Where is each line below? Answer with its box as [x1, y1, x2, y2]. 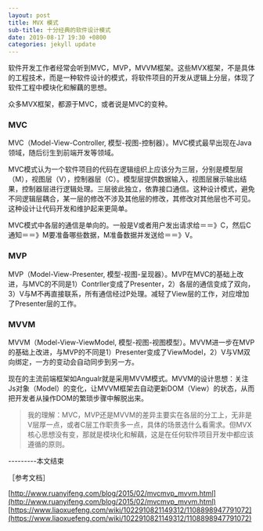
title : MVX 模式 [8, 19, 59, 27]
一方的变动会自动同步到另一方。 [34, 358, 139, 367]
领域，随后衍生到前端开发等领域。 [8, 148, 118, 158]
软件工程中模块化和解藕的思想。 [8, 83, 111, 93]
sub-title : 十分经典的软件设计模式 [8, 26, 111, 34]
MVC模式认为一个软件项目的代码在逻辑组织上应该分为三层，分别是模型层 [8, 165, 244, 174]
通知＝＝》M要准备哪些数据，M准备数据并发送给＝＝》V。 [8, 231, 197, 240]
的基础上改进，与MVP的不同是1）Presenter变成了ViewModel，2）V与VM [8, 347, 244, 357]
